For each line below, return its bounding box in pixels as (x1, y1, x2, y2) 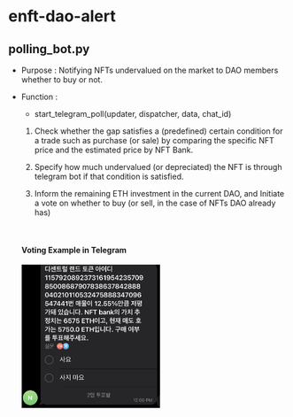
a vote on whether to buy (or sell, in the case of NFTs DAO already (34, 197, 276, 208)
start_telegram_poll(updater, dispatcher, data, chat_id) (34, 109, 232, 119)
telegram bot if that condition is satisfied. (34, 171, 184, 181)
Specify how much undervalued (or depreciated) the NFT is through (34, 162, 282, 172)
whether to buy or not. (20, 74, 104, 85)
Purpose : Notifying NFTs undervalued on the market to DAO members (20, 65, 279, 75)
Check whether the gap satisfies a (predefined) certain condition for (34, 126, 284, 136)
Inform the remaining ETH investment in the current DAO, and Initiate (34, 189, 285, 198)
